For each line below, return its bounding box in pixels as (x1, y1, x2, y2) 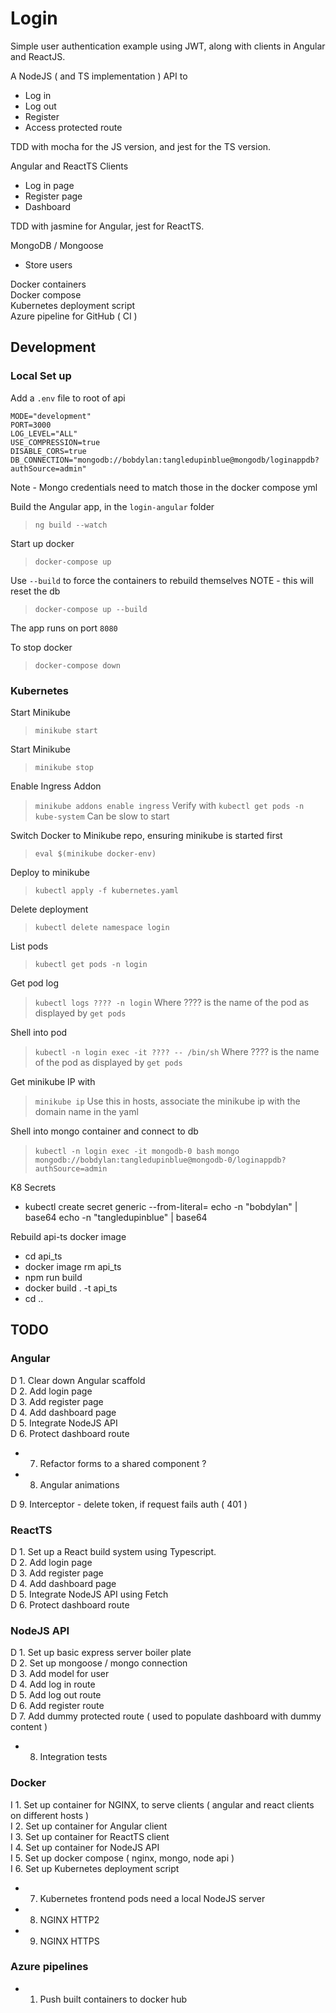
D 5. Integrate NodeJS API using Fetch (10, 1588, 169, 1600)
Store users (24, 258, 73, 271)
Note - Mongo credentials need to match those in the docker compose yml (10, 481, 318, 493)
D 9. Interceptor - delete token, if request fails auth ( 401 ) (10, 1498, 248, 1510)
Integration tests (39, 1751, 108, 1763)
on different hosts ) (10, 1809, 90, 1821)
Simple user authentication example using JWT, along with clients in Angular (10, 40, 326, 52)
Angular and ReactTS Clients (10, 160, 129, 172)
